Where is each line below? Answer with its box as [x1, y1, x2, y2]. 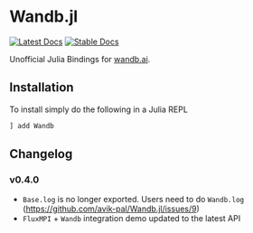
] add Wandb [9, 121, 54, 130]
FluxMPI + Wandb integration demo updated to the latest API [22, 213, 241, 224]
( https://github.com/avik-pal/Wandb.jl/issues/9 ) [22, 203, 201, 214]
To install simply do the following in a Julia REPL [9, 104, 188, 115]
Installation [9, 79, 74, 96]
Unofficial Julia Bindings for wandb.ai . [9, 53, 151, 64]
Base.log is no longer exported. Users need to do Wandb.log [22, 194, 245, 205]
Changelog [9, 146, 73, 162]
